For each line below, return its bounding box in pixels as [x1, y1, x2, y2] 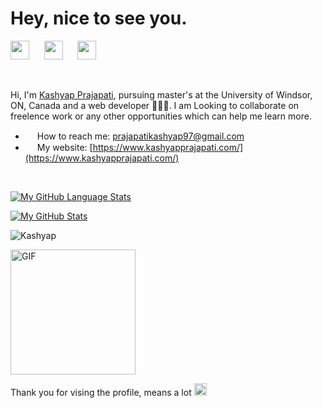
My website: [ [36, 141, 93, 153]
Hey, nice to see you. [10, 7, 188, 30]
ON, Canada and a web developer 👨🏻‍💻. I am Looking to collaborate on [10, 99, 300, 111]
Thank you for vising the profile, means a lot [10, 386, 192, 398]
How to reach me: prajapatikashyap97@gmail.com [36, 130, 245, 142]
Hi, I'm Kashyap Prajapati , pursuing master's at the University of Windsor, [10, 88, 313, 101]
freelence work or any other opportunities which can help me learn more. [10, 110, 312, 122]
